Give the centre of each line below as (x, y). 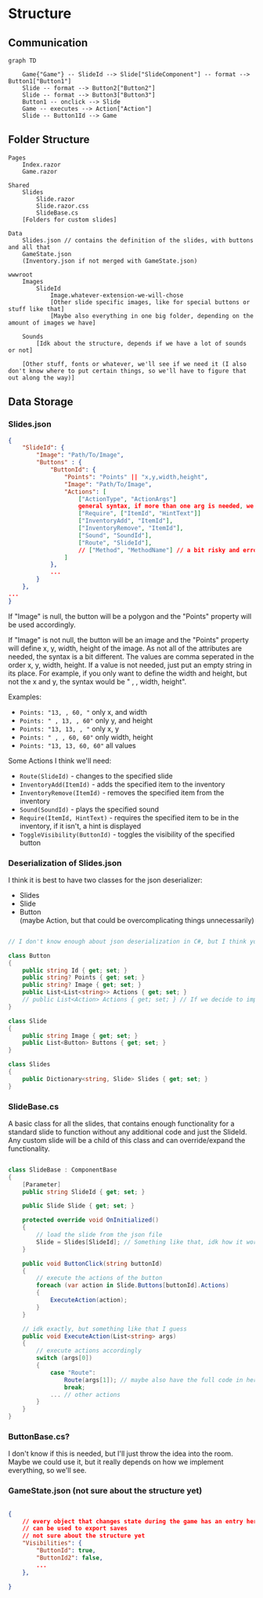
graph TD (22, 60)
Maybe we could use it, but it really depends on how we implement (116, 1462)
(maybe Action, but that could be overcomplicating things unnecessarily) (137, 920)
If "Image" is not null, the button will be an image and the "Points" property (128, 640)
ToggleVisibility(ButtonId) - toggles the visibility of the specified (127, 834)
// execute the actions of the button (99, 1278)
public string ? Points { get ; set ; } (84, 978)
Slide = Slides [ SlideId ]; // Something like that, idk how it (140, 1242)
